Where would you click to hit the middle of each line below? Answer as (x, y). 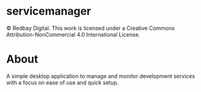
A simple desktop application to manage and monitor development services (101, 76)
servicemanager (49, 11)
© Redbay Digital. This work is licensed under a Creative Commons (90, 28)
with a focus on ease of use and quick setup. (63, 82)
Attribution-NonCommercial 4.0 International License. (73, 34)
